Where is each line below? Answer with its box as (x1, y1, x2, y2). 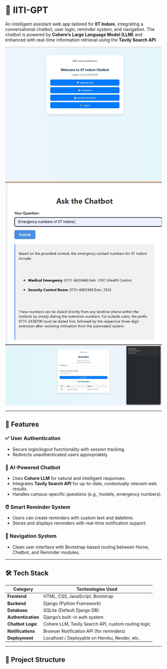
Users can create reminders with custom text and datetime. (12, 515, 134, 521)
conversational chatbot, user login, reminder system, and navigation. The (5, 26, 155, 32)
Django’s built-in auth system (43, 614, 103, 620)
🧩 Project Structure (5, 655, 66, 664)
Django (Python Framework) (43, 600, 101, 606)
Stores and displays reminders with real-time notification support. (12, 520, 147, 526)
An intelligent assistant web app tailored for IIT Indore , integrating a (5, 21, 144, 27)
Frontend (7, 593, 27, 599)
